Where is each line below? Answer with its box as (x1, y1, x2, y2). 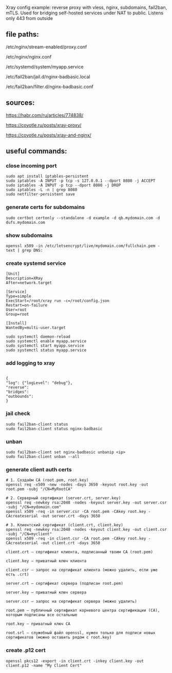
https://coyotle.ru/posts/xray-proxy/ (6, 122, 82, 128)
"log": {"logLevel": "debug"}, (6, 380, 73, 386)
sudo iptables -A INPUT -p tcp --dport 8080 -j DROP (6, 183, 121, 188)
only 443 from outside (6, 15, 53, 21)
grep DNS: (22, 247, 43, 253)
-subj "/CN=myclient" (6, 531, 52, 537)
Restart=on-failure (6, 303, 48, 308)
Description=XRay (6, 276, 43, 281)
